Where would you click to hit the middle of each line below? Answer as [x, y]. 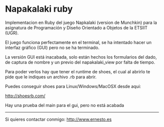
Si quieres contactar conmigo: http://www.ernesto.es [58, 119]
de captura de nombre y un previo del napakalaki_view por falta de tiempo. [80, 62]
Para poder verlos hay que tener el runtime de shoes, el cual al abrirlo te [78, 71]
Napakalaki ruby [39, 9]
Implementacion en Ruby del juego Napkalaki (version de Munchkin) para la [81, 22]
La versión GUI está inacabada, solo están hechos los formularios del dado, [81, 57]
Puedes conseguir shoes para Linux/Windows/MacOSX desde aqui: [73, 86]
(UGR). [12, 33]
